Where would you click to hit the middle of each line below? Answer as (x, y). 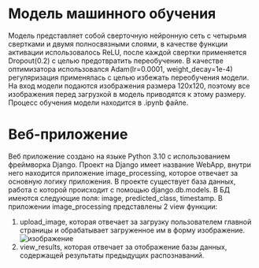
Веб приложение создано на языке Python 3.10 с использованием (119, 156)
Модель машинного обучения (112, 14)
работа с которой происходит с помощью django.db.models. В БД (119, 189)
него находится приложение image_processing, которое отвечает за (123, 173)
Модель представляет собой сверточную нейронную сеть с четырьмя (127, 35)
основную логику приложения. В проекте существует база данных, (122, 181)
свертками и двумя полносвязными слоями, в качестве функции (118, 43)
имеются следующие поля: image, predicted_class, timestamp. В (115, 198)
